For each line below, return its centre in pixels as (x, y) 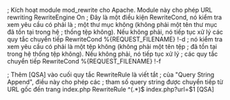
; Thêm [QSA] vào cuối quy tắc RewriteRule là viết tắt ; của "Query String (111, 74)
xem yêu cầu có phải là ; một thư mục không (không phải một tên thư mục (112, 24)
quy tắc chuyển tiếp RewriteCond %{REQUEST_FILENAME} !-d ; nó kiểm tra (115, 39)
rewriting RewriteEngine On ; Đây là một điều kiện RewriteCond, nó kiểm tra (115, 17)
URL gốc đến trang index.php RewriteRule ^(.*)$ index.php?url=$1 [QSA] (111, 89)
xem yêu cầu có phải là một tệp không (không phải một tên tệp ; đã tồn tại (112, 47)
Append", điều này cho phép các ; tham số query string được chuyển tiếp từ (115, 82)
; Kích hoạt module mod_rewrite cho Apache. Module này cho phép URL (110, 10)
